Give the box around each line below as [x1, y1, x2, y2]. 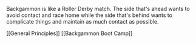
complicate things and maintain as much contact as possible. [6, 18, 159, 25]
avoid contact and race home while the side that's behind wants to [6, 12, 173, 19]
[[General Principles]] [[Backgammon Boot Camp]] [6, 30, 133, 37]
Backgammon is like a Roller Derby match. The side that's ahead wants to [6, 5, 190, 12]
